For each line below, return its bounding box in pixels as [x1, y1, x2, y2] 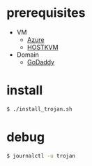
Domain [16, 50, 40, 59]
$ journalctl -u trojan [6, 152, 76, 159]
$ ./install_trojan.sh [6, 105, 72, 113]
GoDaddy [26, 57, 55, 66]
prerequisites [6, 5, 86, 21]
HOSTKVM [26, 43, 59, 51]
